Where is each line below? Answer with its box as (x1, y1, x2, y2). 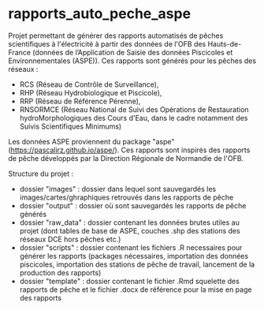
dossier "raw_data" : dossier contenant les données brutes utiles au (19, 218, 240, 227)
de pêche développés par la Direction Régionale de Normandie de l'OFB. (8, 153, 244, 162)
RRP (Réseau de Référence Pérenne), (19, 96, 141, 106)
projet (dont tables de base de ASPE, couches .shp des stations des (19, 226, 240, 235)
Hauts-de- (207, 39, 242, 48)
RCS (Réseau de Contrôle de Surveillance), (19, 80, 159, 89)
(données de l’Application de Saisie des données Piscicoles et (32, 47, 233, 57)
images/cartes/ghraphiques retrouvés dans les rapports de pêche (19, 192, 234, 202)
